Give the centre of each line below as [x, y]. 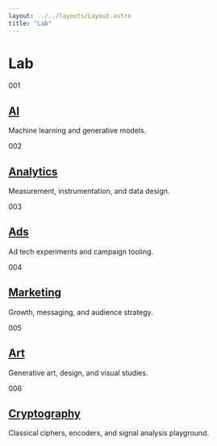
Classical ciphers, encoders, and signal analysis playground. [109, 433]
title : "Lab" [30, 23]
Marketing [35, 293]
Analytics [33, 172]
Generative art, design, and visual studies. [78, 372]
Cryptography [44, 413]
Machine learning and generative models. [77, 131]
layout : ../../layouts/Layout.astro [70, 16]
